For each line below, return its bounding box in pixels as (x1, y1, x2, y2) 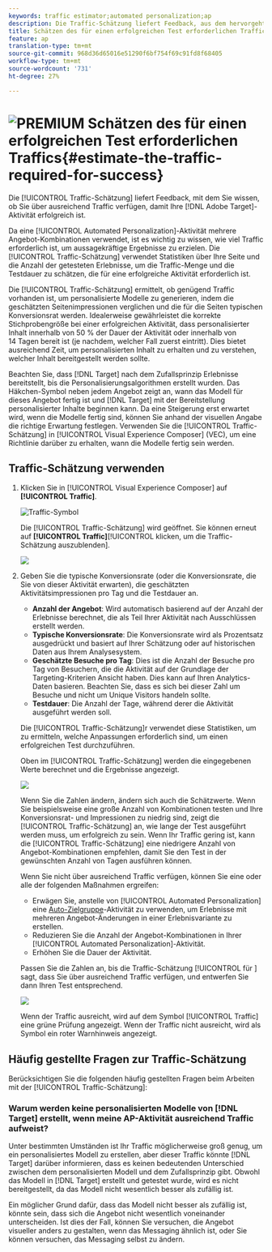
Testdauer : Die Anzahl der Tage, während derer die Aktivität (32, 699, 234, 709)
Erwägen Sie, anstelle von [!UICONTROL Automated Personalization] (32, 896, 261, 906)
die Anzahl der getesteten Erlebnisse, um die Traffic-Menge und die (8, 260, 235, 270)
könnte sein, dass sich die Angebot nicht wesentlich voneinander (8, 1209, 225, 1219)
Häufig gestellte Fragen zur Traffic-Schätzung (8, 1052, 247, 1066)
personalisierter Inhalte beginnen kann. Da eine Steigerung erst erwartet (8, 403, 249, 414)
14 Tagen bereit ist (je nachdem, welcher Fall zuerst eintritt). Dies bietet (8, 336, 247, 345)
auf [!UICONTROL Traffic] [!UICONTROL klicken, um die (19, 532, 206, 542)
